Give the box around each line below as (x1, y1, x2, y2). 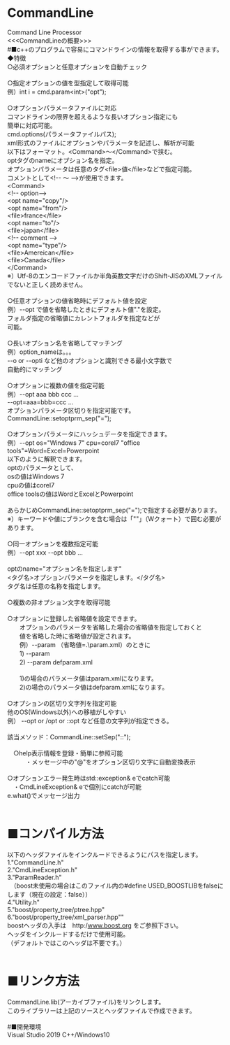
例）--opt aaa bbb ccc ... (7, 390, 79, 398)
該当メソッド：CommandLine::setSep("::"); (7, 732, 131, 741)
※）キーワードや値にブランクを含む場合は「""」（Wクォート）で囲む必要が (7, 514, 222, 522)
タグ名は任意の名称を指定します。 (7, 582, 105, 590)
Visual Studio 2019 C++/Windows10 (7, 1030, 110, 1039)
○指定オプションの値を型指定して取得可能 (7, 78, 129, 87)
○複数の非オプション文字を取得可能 (7, 598, 111, 606)
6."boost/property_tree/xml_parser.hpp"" (7, 913, 124, 921)
